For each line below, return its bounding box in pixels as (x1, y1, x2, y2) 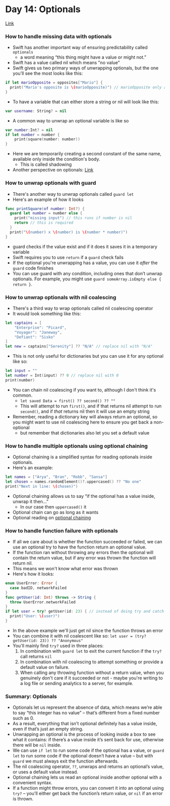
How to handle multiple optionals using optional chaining (5, 442, 148, 449)
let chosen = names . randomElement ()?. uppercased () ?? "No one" (5, 479, 142, 484)
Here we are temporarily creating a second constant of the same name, (12, 151, 162, 157)
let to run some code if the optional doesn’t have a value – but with (12, 753, 153, 759)
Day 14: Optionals (5, 4, 81, 15)
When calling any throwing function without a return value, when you (20, 669, 164, 675)
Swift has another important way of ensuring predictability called (12, 45, 148, 51)
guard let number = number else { (10, 211, 82, 216)
